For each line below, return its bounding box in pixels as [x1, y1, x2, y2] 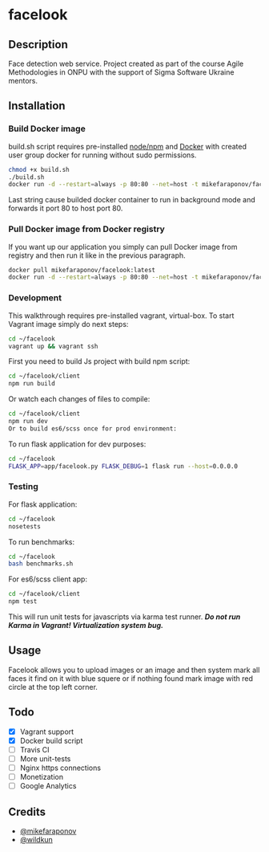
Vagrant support [19, 727, 74, 736]
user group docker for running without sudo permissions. [8, 150, 197, 160]
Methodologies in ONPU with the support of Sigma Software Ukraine [8, 67, 235, 77]
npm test [8, 597, 38, 605]
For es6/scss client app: [8, 574, 88, 584]
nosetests [8, 522, 42, 531]
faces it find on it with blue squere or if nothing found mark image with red [8, 673, 254, 683]
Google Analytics [19, 781, 77, 791]
